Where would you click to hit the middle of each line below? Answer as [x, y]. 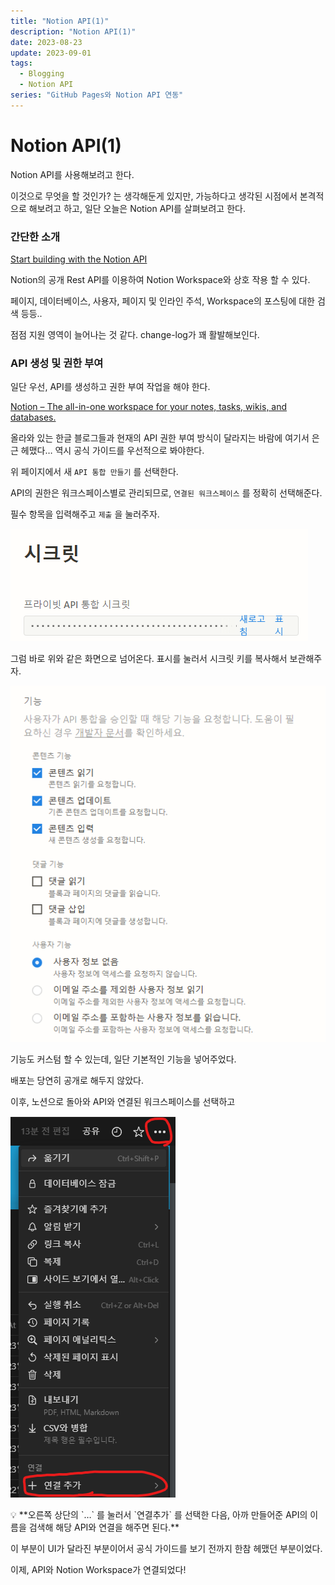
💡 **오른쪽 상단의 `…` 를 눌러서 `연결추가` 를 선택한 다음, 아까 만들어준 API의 [159, 1514]
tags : [21, 63]
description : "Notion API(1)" [73, 31]
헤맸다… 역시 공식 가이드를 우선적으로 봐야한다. [112, 451]
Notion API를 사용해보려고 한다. [72, 174]
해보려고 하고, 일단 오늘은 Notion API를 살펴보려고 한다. [137, 208]
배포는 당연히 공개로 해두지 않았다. [77, 1080]
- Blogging [42, 74]
